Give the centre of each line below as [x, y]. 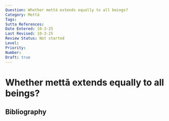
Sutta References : [25, 24]
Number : [13, 52]
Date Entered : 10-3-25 [29, 29]
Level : [12, 43]
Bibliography [26, 112]
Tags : [11, 19]
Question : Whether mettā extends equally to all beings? [67, 10]
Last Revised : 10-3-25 [29, 34]
